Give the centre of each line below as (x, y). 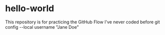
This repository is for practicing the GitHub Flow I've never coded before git (82, 22)
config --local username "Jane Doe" (42, 27)
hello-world (30, 9)
